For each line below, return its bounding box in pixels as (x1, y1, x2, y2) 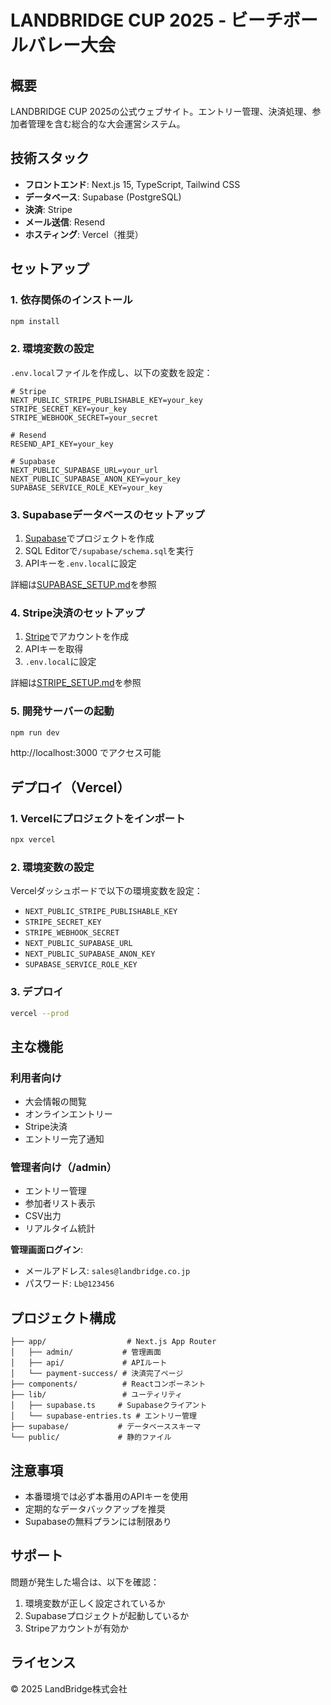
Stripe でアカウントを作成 (24, 631, 129, 643)
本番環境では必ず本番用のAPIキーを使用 (24, 1491, 189, 1503)
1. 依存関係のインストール (10, 293, 133, 307)
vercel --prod (10, 1008, 70, 1018)
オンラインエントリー (24, 1108, 113, 1120)
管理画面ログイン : (10, 1244, 84, 1256)
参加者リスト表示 (24, 1197, 96, 1210)
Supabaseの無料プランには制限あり (24, 1516, 172, 1528)
